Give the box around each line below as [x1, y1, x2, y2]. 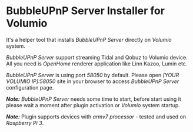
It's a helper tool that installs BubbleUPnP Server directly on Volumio [6, 36, 172, 43]
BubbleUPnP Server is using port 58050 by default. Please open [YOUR [6, 71, 179, 78]
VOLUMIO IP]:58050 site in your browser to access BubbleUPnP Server [6, 78, 179, 85]
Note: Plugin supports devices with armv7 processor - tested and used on [6, 113, 187, 120]
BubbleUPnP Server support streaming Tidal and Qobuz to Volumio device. [6, 54, 188, 61]
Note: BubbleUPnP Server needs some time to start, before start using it [6, 95, 181, 103]
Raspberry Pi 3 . [6, 119, 44, 126]
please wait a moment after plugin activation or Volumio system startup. [6, 101, 181, 108]
